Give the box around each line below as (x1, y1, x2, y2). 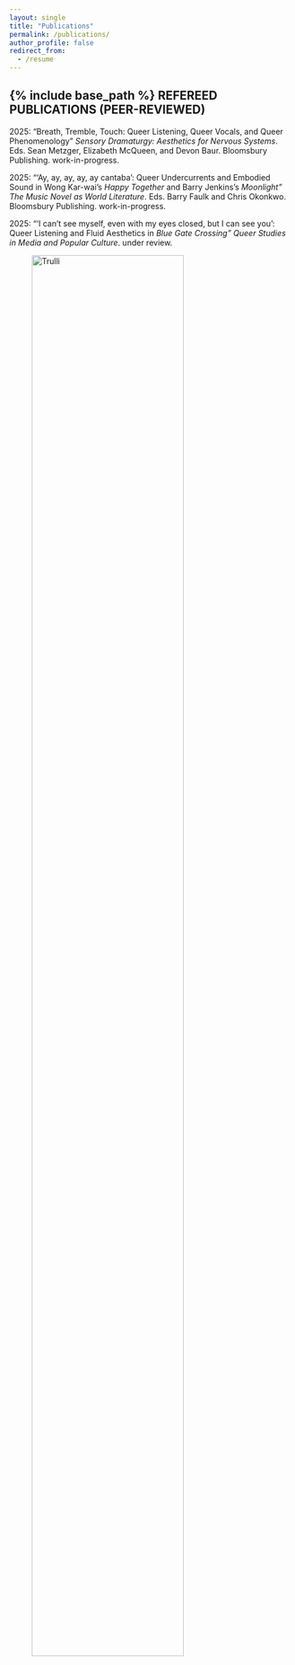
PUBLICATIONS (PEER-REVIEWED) (9, 102, 206, 118)
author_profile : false (9, 38, 94, 48)
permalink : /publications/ (9, 30, 110, 39)
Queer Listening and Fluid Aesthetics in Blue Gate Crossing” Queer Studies (9, 227, 287, 238)
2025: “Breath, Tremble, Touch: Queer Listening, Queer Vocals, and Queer (9, 126, 284, 137)
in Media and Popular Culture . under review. (9, 237, 173, 248)
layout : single (9, 13, 66, 22)
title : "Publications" (9, 22, 94, 31)
